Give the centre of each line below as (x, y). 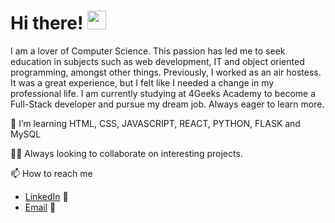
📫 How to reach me (51, 173)
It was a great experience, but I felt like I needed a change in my (142, 82)
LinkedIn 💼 (46, 196)
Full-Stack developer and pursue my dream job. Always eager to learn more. (167, 104)
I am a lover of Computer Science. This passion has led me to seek (148, 51)
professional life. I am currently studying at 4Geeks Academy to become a (163, 93)
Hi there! (47, 23)
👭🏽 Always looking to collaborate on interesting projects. (126, 153)
